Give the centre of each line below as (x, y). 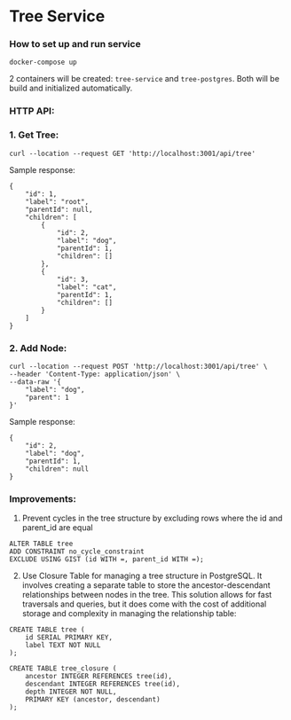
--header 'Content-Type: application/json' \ (94, 374)
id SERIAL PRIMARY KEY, (69, 638)
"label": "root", (57, 201)
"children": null (57, 469)
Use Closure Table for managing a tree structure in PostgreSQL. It (142, 576)
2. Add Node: (38, 348)
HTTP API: (32, 111)
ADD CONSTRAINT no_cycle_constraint (77, 552)
